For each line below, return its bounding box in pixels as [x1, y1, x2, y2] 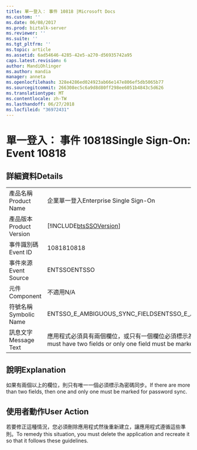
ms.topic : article [6, 47, 51, 53]
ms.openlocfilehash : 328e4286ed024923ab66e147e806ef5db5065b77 [6, 80, 164, 86]
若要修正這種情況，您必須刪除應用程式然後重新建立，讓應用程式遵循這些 [6, 423, 181, 430]
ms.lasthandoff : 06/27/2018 [6, 101, 75, 107]
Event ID [9, 248, 32, 257]
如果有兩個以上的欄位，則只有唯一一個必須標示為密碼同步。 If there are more [6, 381, 191, 388]
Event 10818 [6, 146, 66, 160]
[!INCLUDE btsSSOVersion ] [47, 222, 121, 230]
